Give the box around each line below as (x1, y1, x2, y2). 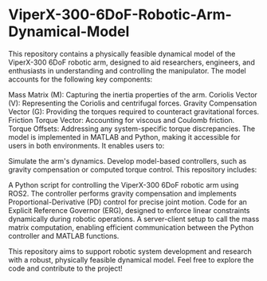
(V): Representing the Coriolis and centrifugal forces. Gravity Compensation (8, 98, 257, 108)
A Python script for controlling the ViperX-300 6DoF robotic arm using (8, 180, 239, 189)
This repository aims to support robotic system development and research (8, 246, 253, 256)
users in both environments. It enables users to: (8, 140, 165, 150)
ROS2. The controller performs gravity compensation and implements (8, 188, 237, 198)
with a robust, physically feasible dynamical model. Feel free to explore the (8, 255, 254, 264)
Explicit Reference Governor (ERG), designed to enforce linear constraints (8, 205, 250, 215)
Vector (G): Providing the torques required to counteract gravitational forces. (8, 106, 260, 117)
